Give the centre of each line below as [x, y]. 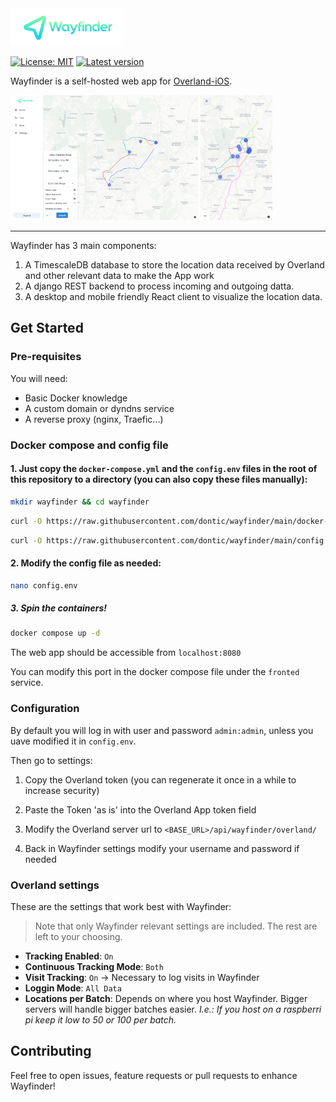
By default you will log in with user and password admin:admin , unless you [162, 730]
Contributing [51, 1051]
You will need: [39, 378]
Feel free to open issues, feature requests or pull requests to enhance [154, 1075]
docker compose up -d [55, 633]
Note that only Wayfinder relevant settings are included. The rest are [176, 926]
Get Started [47, 328]
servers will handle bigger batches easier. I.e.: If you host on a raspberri [173, 1009]
